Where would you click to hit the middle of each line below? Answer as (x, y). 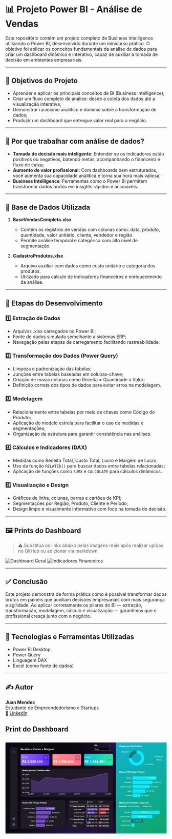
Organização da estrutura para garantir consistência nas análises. (82, 434)
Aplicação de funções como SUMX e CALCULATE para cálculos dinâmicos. (87, 471)
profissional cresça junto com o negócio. (48, 616)
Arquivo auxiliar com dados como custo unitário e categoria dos (88, 266)
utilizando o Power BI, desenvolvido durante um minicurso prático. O (78, 43)
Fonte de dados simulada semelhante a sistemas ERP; (70, 337)
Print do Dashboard (37, 729)
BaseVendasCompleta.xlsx (42, 220)
